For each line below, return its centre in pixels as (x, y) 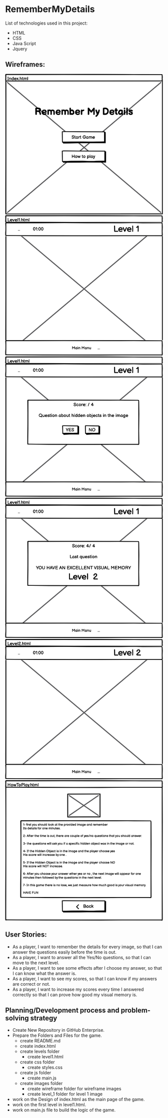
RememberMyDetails (50, 9)
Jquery (20, 49)
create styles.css (45, 1067)
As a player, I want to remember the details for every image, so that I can (87, 947)
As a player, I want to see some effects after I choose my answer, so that (87, 968)
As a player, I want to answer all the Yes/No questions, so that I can (81, 957)
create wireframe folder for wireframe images (74, 1089)
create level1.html (45, 1057)
